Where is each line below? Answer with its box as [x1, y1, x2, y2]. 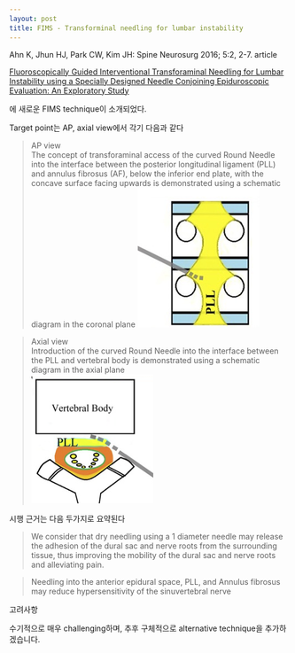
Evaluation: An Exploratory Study [9, 85, 130, 96]
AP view [30, 140, 61, 151]
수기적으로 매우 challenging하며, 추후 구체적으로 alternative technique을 [9, 623, 263, 634]
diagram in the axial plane [30, 364, 126, 375]
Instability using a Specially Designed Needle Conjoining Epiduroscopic [9, 75, 270, 86]
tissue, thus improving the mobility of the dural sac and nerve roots [30, 549, 276, 560]
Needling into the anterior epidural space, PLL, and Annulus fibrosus [30, 576, 281, 587]
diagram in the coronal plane [30, 319, 136, 330]
